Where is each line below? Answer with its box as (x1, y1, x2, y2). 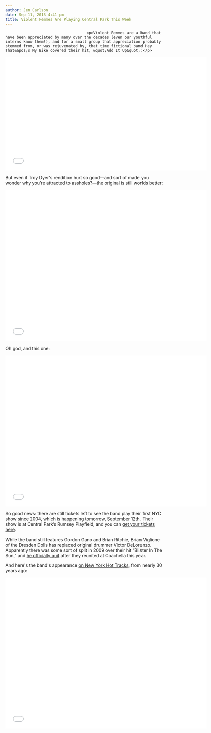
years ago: (5, 568, 28, 574)
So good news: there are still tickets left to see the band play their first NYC (5, 511, 161, 517)
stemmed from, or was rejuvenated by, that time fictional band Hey (5, 44, 152, 49)
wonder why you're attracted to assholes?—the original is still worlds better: (5, 180, 163, 186)
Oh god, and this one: (5, 346, 50, 352)
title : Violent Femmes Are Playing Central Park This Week (5, 17, 132, 22)
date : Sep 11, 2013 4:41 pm (5, 12, 64, 17)
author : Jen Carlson (5, 7, 49, 13)
